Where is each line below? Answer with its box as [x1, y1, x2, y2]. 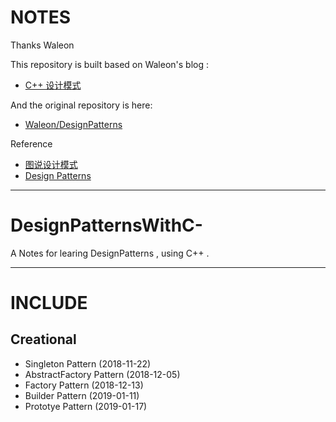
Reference [10, 137, 53, 150]
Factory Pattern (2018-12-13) [24, 379, 144, 391]
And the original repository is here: [10, 99, 153, 111]
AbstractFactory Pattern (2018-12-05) [24, 368, 181, 380]
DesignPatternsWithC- [10, 214, 203, 237]
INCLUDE [10, 292, 88, 315]
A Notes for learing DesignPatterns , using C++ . [10, 247, 210, 259]
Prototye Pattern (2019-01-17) [24, 400, 148, 412]
